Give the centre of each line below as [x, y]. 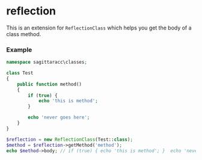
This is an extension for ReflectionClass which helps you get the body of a [99, 28]
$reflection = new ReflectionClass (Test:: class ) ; [70, 140]
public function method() [50, 84]
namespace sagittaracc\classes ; [47, 62]
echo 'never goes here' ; [59, 118]
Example [19, 49]
